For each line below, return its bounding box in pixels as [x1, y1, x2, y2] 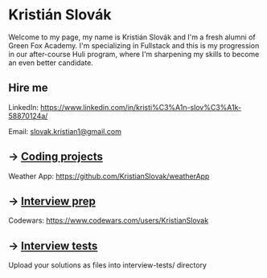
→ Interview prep [8, 194, 97, 208]
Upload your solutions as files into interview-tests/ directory [8, 260, 207, 270]
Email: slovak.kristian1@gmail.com [8, 126, 122, 136]
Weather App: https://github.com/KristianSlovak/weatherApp [8, 171, 210, 181]
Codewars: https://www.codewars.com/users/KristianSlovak [8, 215, 209, 226]
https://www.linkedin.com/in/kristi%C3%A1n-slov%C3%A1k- [39, 102, 242, 112]
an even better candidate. [8, 58, 94, 67]
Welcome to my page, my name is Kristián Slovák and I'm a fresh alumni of [8, 32, 256, 42]
